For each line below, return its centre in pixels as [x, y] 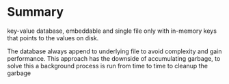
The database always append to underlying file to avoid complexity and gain [114, 51]
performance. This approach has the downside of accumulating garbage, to [114, 58]
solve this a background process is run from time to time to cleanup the [108, 66]
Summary [35, 12]
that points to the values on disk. [53, 38]
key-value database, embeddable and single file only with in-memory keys [112, 31]
